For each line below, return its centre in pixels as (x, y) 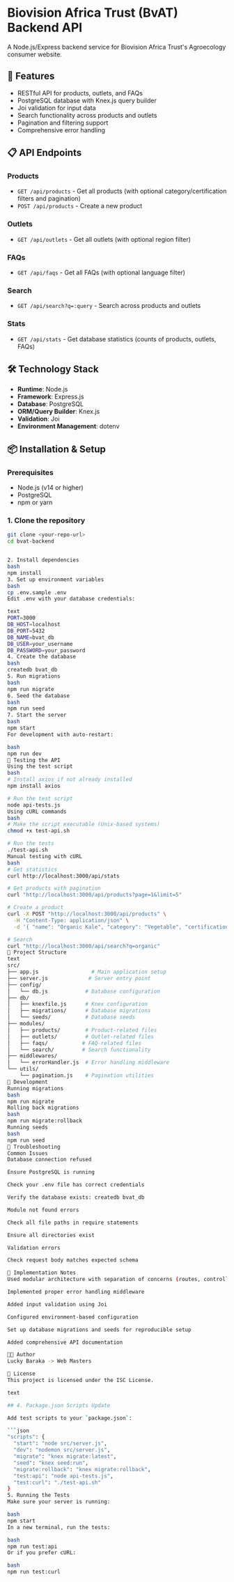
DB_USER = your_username (40, 644)
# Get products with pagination (54, 889)
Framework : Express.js (51, 397)
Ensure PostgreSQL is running (51, 1172)
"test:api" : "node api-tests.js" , (63, 1476)
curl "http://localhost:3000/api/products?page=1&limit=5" (95, 895)
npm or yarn (35, 502)
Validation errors (34, 1248)
